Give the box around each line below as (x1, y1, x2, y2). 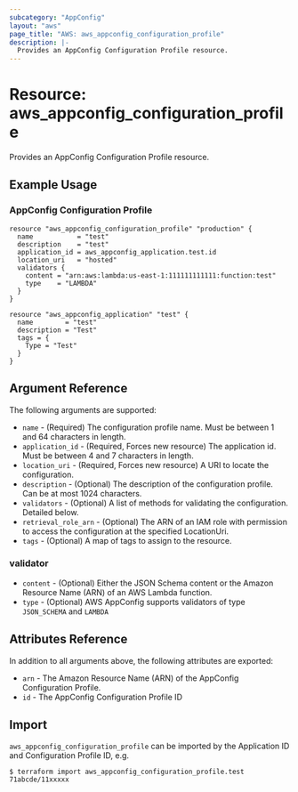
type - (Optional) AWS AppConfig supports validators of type (21, 596, 246, 607)
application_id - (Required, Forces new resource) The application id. (21, 440, 277, 451)
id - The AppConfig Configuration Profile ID (21, 691, 182, 702)
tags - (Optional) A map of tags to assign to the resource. (21, 535, 233, 546)
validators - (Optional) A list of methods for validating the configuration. (21, 497, 289, 508)
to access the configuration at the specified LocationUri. (21, 526, 230, 537)
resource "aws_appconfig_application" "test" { (9, 310, 189, 319)
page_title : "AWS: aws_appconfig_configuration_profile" (9, 29, 225, 38)
